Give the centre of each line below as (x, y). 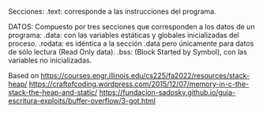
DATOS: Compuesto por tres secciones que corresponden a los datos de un (131, 26)
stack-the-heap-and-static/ (53, 92)
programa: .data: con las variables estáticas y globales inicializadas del (124, 35)
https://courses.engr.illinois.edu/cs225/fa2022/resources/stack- (145, 75)
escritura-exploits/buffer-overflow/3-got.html (82, 101)
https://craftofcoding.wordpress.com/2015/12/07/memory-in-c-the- (139, 84)
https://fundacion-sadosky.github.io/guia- (167, 92)
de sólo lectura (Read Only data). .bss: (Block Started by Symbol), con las (128, 52)
